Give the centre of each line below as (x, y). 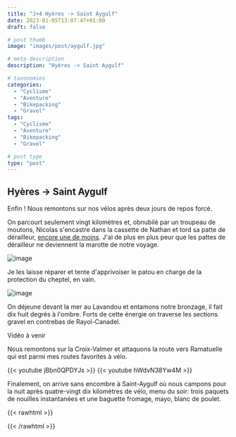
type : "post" (26, 163)
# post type (25, 156)
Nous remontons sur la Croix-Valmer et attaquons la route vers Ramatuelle (115, 349)
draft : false (26, 27)
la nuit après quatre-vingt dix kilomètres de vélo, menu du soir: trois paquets (118, 391)
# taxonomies (26, 78)
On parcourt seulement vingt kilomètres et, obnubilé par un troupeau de (112, 222)
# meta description (36, 59)
